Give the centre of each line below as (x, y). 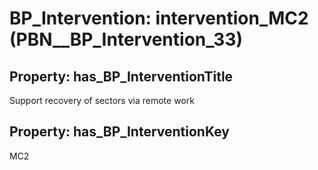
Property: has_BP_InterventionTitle (121, 76)
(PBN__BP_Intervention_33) (126, 39)
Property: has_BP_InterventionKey (119, 132)
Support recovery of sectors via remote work (102, 100)
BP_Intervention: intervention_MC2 (159, 18)
